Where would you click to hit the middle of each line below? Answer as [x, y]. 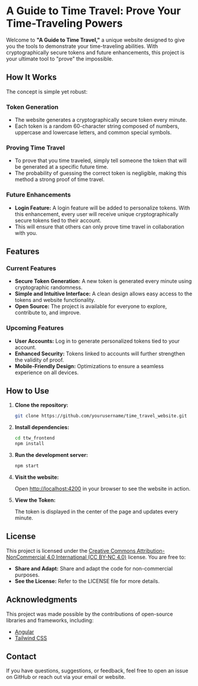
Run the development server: [51, 455]
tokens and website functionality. [55, 300]
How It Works [32, 77]
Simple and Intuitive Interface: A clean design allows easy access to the [103, 294]
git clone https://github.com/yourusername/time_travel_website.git [101, 416]
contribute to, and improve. [48, 313]
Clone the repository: [41, 405]
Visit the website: [37, 477]
